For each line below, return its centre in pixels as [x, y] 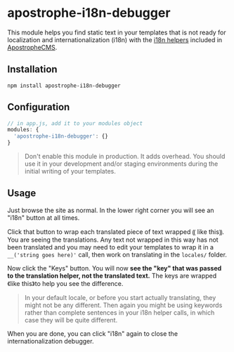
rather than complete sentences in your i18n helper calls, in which [119, 312]
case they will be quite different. [71, 320]
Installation [32, 69]
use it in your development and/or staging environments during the [121, 164]
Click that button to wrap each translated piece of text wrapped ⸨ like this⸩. [116, 232]
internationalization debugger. [51, 341]
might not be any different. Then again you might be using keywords [123, 305]
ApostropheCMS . [32, 47]
